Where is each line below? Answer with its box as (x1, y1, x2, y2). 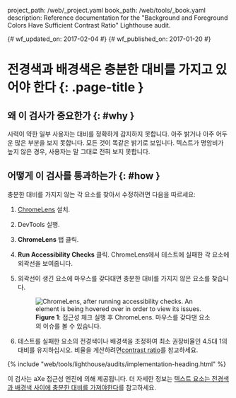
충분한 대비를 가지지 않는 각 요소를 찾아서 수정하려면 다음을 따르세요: (7, 190, 196, 199)
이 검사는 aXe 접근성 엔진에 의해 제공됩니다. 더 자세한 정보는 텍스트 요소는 (7, 374, 211, 382)
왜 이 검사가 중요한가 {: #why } (7, 110, 135, 122)
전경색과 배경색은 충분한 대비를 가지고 (7, 62, 213, 78)
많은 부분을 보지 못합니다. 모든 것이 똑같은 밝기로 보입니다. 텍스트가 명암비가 (14, 139, 224, 147)
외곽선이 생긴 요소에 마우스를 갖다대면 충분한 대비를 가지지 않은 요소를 (17, 274, 211, 282)
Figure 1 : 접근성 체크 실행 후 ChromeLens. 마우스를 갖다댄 (35, 312, 198, 321)
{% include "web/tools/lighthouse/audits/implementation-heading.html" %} (7, 360, 227, 368)
